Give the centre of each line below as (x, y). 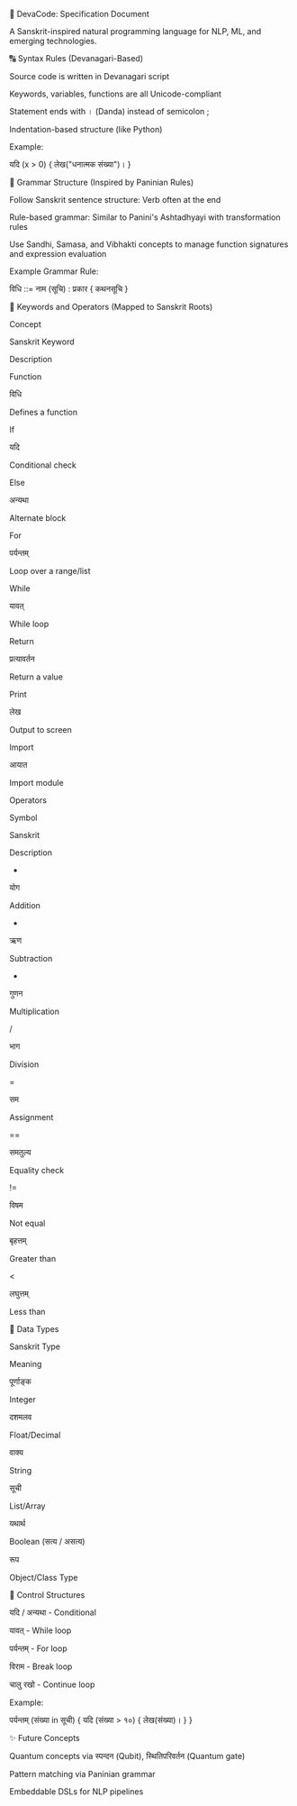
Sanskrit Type (35, 1346)
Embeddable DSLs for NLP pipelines (76, 1792)
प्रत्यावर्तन (22, 659)
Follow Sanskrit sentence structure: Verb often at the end (115, 200)
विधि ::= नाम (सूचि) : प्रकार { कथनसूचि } (69, 289)
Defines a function (44, 412)
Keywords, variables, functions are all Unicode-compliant (116, 94)
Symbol (23, 817)
